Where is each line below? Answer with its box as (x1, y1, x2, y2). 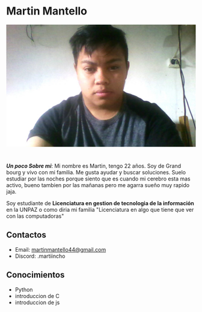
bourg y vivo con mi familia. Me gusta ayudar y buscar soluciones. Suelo (6, 168, 186, 176)
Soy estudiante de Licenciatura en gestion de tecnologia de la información (6, 199, 194, 206)
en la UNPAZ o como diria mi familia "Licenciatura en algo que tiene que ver (6, 206, 194, 213)
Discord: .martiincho (14, 252, 66, 259)
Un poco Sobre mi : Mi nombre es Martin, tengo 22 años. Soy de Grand (6, 162, 182, 170)
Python (14, 285, 33, 293)
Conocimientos (6, 270, 65, 280)
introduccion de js (14, 299, 60, 306)
